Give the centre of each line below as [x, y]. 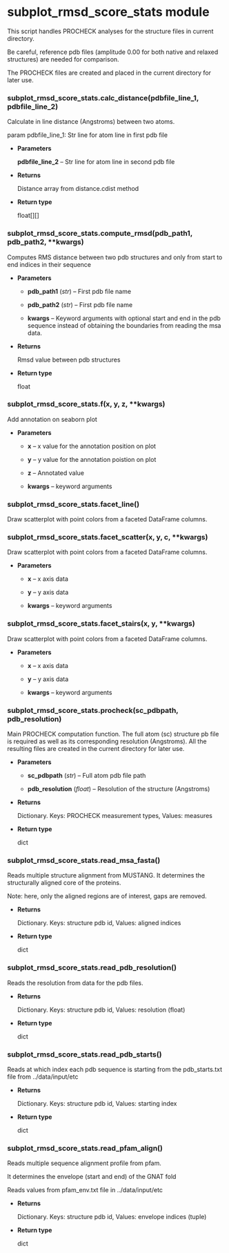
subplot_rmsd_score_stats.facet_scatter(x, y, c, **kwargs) [108, 537]
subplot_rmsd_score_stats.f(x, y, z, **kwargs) [86, 404]
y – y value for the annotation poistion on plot [92, 459]
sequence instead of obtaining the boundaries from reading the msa [124, 325]
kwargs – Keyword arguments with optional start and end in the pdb [124, 318]
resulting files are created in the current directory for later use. [96, 749]
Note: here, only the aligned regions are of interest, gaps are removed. [107, 896]
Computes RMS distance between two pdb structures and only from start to [115, 257]
